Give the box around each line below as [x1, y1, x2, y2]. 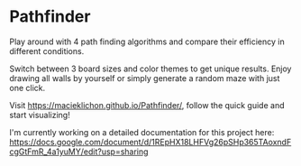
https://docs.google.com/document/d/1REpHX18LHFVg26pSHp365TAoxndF [9, 136, 292, 147]
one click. [9, 82, 46, 93]
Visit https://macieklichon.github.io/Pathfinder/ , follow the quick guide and [9, 99, 285, 110]
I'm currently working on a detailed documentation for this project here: [9, 126, 275, 137]
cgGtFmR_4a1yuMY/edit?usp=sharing [9, 146, 149, 157]
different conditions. [9, 45, 85, 56]
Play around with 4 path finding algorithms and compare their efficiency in [9, 36, 286, 47]
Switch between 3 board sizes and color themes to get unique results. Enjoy [9, 63, 292, 74]
